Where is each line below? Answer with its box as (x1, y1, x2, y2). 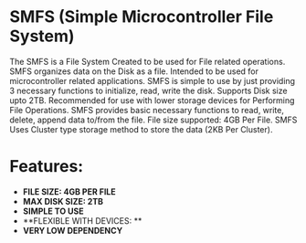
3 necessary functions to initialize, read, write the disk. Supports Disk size (9, 85, 288, 96)
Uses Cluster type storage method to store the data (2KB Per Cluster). (9, 123, 273, 134)
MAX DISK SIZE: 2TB (22, 195, 103, 206)
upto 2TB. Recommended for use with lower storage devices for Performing (9, 94, 295, 106)
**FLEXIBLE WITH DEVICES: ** (22, 215, 142, 226)
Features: (9, 156, 84, 177)
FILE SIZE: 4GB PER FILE (22, 185, 116, 197)
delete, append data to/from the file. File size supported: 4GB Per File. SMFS (9, 114, 298, 125)
